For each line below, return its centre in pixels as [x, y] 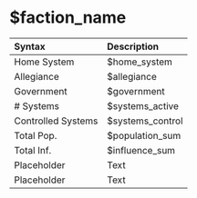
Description [133, 46]
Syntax [30, 46]
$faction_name [68, 18]
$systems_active [143, 105]
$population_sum [144, 135]
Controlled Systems [56, 121]
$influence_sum [141, 150]
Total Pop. [36, 135]
